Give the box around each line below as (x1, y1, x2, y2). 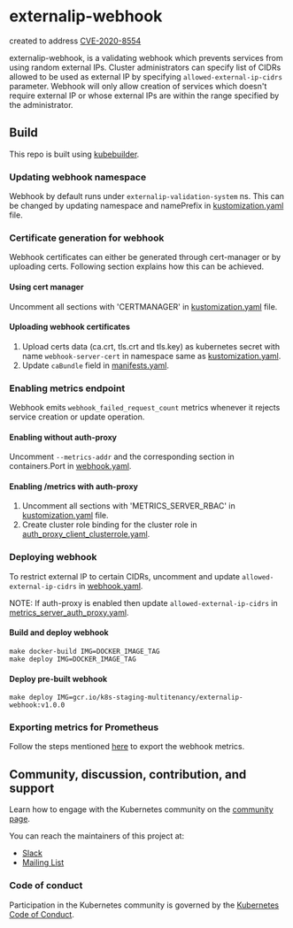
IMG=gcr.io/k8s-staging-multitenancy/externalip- (56, 693, 243, 702)
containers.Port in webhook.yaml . (9, 461, 132, 472)
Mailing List (21, 857, 65, 868)
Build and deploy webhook (9, 627, 109, 638)
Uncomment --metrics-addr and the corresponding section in (9, 451, 235, 462)
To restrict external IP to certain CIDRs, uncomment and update (9, 571, 241, 581)
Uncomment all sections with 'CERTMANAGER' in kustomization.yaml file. (9, 301, 278, 311)
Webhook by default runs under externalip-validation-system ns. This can (9, 191, 285, 202)
